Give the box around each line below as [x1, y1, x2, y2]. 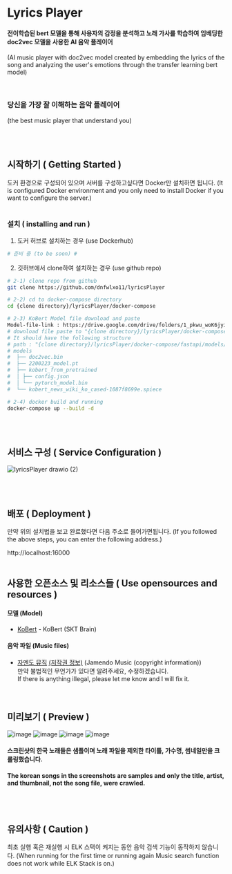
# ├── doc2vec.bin [7, 354, 64, 361]
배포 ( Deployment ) [7, 508, 91, 519]
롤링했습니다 [7, 755, 41, 763]
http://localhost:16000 [7, 548, 70, 557]
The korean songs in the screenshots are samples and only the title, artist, [7, 771, 224, 779]
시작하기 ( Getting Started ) [7, 159, 122, 171]
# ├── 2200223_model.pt [7, 360, 79, 367]
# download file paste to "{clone [7, 328, 107, 335]
